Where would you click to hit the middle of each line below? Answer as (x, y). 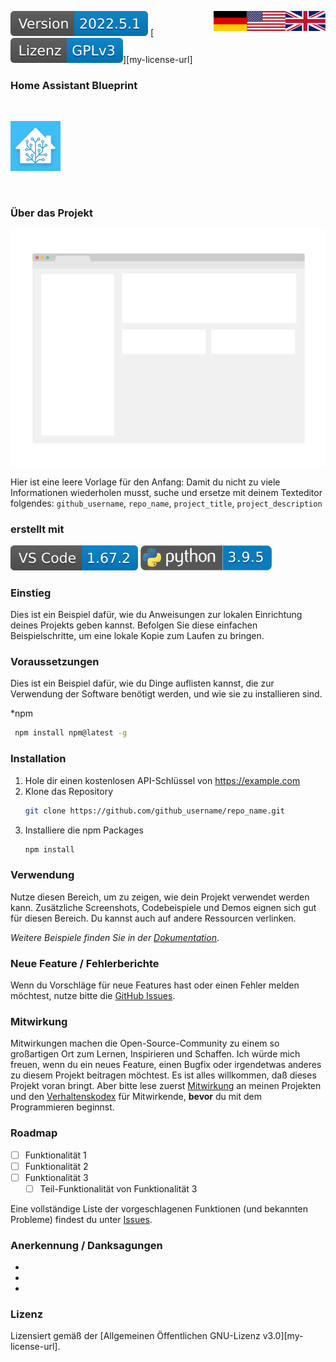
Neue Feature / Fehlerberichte (85, 963)
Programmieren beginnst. (62, 1107)
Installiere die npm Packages (84, 830)
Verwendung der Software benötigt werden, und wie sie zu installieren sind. (166, 694)
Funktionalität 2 (56, 1166)
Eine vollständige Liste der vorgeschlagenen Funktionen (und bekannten (159, 1208)
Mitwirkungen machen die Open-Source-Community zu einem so (145, 1043)
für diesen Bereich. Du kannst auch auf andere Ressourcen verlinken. (153, 918)
